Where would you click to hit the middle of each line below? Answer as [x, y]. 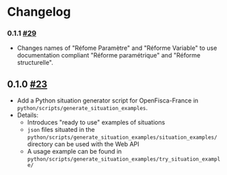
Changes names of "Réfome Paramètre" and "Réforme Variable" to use [117, 48]
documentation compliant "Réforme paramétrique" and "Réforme [108, 55]
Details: [28, 115]
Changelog [39, 12]
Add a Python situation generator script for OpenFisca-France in [108, 100]
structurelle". [35, 63]
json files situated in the [61, 130]
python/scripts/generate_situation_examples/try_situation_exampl [124, 159]
